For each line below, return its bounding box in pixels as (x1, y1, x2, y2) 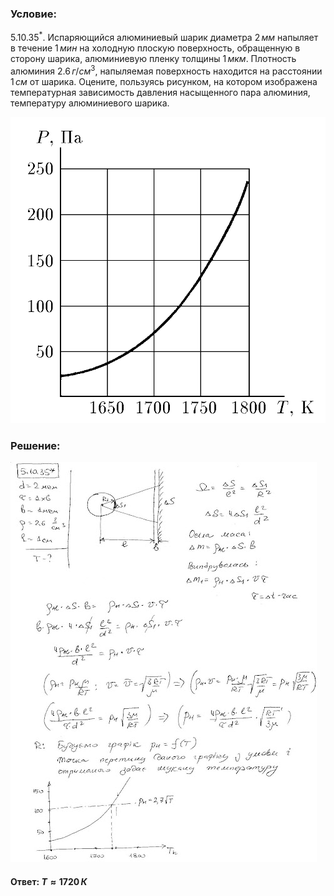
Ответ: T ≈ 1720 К (10, 875, 88, 887)
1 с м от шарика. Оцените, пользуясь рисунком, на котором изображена (10, 75, 318, 87)
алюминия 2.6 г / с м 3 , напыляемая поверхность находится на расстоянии (10, 63, 323, 77)
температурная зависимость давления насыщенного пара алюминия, (10, 86, 311, 98)
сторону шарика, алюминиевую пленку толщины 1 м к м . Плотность (10, 52, 297, 64)
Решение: (10, 438, 61, 452)
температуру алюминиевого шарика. (10, 97, 170, 109)
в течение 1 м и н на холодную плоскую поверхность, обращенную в (10, 42, 301, 54)
